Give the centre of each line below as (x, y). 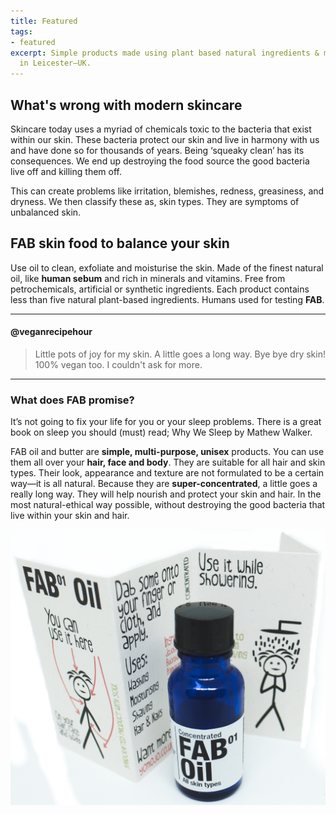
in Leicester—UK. (55, 63)
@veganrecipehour (51, 332)
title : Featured (44, 21)
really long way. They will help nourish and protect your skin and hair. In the (166, 494)
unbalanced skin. (46, 212)
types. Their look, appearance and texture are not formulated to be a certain (167, 473)
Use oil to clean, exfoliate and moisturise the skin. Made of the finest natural (167, 267)
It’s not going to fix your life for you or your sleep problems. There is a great (166, 422)
